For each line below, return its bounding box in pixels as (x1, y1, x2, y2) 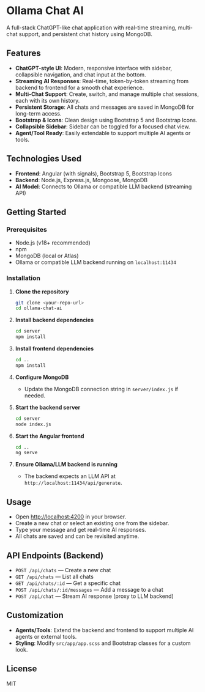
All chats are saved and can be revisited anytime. (15, 532, 140, 540)
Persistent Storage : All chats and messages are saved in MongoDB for (15, 103, 195, 111)
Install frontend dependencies (15, 345, 94, 352)
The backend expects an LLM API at (24, 473, 116, 480)
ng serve (15, 450, 38, 456)
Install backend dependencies (15, 316, 94, 324)
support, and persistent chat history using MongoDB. (18, 30, 153, 37)
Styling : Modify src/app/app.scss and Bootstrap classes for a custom (15, 639, 191, 647)
